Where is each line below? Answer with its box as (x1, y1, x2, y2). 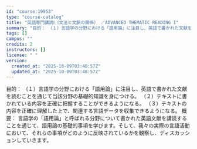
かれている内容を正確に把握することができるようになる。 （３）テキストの (6, 100, 187, 107)
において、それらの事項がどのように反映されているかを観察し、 (6, 130, 160, 137)
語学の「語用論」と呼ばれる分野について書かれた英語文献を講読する (22, 115, 188, 122)
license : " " (6, 52, 38, 58)
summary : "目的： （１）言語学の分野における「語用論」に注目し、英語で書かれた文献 (6, 25, 188, 31)
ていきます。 (21, 137, 52, 144)
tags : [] (6, 31, 28, 36)
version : (6, 57, 28, 63)
